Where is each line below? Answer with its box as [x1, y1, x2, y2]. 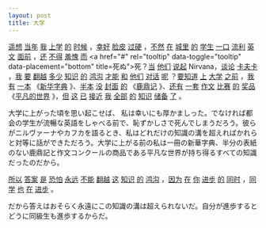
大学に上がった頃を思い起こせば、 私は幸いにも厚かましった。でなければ [8, 108, 246, 117]
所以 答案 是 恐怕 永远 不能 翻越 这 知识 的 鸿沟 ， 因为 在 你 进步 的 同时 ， [8, 174, 249, 184]
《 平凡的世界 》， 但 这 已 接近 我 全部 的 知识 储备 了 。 [8, 91, 186, 101]
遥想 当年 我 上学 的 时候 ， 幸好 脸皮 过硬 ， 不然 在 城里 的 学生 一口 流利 [8, 41, 246, 51]
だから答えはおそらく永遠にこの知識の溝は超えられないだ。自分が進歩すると [8, 201, 258, 211]
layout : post [8, 11, 51, 20]
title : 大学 [8, 19, 45, 27]
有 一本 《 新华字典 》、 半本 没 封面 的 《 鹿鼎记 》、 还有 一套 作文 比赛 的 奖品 [8, 81, 256, 91]
